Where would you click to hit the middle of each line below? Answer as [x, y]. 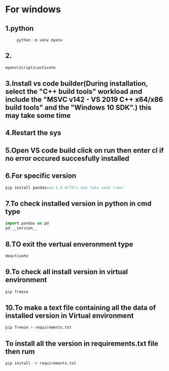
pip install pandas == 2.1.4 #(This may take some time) [65, 188]
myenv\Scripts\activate [31, 68]
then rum [20, 351]
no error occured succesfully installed [67, 158]
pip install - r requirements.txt [41, 363]
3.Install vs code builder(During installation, [77, 84]
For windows [33, 9]
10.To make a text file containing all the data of [81, 308]
